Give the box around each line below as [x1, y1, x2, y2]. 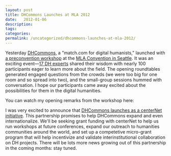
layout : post [5, 7, 33, 13]
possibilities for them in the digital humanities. [5, 87, 102, 93]
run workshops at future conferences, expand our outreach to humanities [5, 123, 160, 130]
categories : [5, 31, 31, 36]
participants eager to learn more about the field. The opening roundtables [5, 66, 161, 72]
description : [5, 21, 33, 27]
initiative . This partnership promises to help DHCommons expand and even [5, 112, 163, 118]
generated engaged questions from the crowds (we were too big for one [5, 71, 157, 77]
